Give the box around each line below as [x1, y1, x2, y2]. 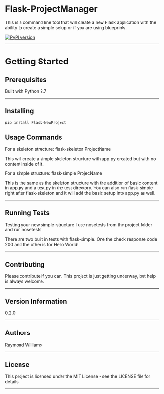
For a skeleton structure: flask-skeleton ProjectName [5, 146, 111, 152]
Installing [5, 107, 34, 115]
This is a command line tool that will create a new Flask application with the [5, 20, 157, 25]
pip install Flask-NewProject [5, 120, 67, 125]
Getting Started [5, 56, 69, 67]
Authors [5, 329, 31, 337]
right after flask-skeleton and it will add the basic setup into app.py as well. [5, 190, 156, 196]
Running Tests [5, 208, 50, 217]
